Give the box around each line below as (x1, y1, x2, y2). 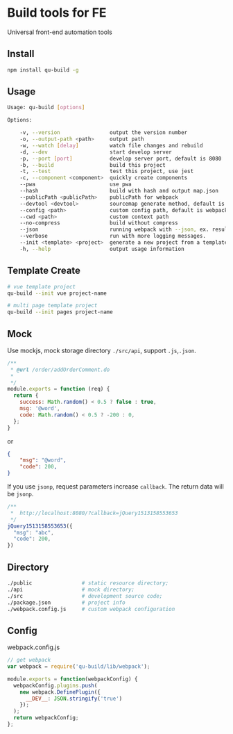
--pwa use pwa (19, 181, 132, 188)
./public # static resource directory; (7, 580, 169, 587)
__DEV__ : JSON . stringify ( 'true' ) (25, 695, 123, 702)
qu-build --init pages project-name (7, 309, 113, 316)
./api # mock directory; (7, 586, 135, 593)
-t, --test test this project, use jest (19, 168, 194, 175)
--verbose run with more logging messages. (19, 233, 207, 240)
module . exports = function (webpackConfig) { (7, 676, 138, 683)
